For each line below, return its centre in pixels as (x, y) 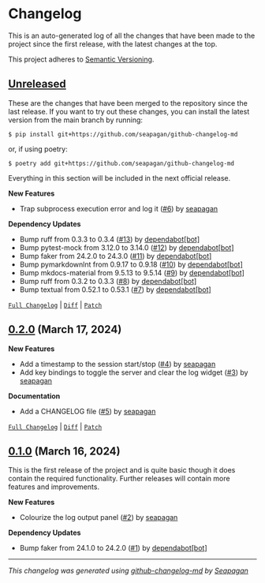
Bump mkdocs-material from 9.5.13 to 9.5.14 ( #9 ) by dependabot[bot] (132, 272)
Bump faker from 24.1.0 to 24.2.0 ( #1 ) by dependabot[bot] (113, 548)
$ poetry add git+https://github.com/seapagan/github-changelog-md (121, 163)
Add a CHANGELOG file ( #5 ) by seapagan (88, 411)
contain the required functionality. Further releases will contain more (119, 479)
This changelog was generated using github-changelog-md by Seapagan (128, 571)
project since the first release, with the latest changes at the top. (113, 43)
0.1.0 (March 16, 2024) (64, 451)
